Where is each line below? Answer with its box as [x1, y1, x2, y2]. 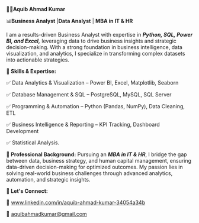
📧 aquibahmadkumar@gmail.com [6, 211, 87, 217]
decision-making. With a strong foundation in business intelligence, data [6, 44, 182, 50]
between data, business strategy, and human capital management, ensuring [6, 157, 191, 164]
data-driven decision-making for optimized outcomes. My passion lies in [6, 163, 183, 170]
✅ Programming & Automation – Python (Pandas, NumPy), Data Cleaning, [6, 103, 185, 109]
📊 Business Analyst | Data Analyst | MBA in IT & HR [6, 18, 133, 24]
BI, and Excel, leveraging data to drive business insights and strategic [6, 37, 176, 44]
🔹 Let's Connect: [6, 188, 49, 195]
